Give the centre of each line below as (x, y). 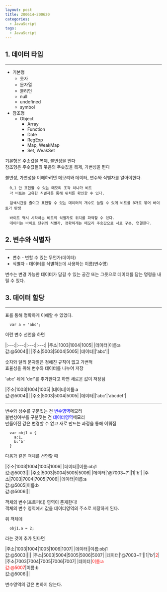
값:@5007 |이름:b (22, 568)
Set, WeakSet (41, 150)
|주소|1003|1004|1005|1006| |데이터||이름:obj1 (51, 467)
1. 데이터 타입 (24, 55)
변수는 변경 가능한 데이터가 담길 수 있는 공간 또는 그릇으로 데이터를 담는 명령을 (81, 274)
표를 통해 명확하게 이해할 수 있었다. (39, 315)
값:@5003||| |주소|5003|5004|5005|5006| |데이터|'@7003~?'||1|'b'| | (75, 473)
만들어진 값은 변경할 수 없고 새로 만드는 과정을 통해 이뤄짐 (61, 424)
